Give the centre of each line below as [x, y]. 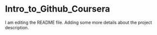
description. [17, 27]
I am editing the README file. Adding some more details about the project [78, 22]
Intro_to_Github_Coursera [58, 9]
